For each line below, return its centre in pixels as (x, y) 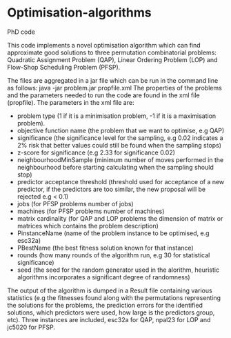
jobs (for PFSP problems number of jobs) (75, 203)
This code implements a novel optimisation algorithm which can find (104, 45)
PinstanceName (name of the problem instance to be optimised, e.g (113, 233)
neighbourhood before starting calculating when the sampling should (115, 167)
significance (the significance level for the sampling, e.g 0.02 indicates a (120, 138)
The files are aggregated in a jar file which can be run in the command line (113, 80)
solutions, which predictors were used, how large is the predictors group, (111, 312)
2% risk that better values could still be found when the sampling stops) (119, 145)
